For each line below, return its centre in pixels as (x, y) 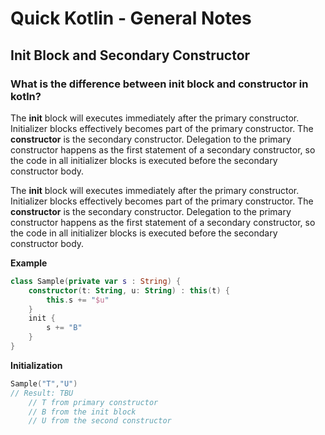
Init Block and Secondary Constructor (130, 55)
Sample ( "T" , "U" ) (44, 383)
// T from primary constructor (93, 402)
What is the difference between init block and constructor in (159, 84)
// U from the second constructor (100, 421)
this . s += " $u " (78, 300)
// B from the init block (82, 412)
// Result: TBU (42, 393)
